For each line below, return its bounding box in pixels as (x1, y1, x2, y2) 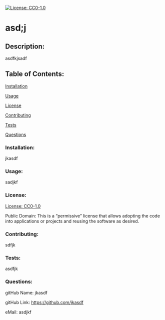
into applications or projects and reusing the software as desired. (5, 218, 139, 224)
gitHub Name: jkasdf (5, 289, 47, 295)
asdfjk (5, 265, 18, 272)
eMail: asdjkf (5, 309, 31, 315)
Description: (5, 42, 45, 50)
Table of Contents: (5, 70, 64, 78)
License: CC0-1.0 (5, 203, 41, 209)
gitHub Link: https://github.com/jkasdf (5, 299, 84, 305)
